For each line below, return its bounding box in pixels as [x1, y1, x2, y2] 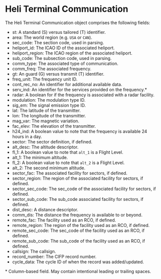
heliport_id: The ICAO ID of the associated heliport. [12, 45, 115, 51]
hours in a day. [12, 134, 43, 139]
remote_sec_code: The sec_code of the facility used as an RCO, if [12, 227, 145, 233]
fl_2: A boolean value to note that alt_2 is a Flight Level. [12, 160, 125, 166]
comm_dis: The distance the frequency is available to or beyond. [12, 212, 143, 218]
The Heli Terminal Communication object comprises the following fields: [5, 20, 150, 26]
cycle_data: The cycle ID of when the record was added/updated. [12, 259, 144, 265]
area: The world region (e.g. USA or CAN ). [12, 34, 92, 40]
